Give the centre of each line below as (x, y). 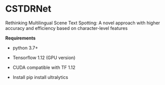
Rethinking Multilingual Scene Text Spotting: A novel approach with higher (83, 23)
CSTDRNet (28, 9)
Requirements (21, 38)
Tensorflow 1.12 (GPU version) (44, 57)
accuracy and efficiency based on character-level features (67, 28)
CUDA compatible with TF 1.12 (44, 67)
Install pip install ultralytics (40, 77)
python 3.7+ (25, 48)
